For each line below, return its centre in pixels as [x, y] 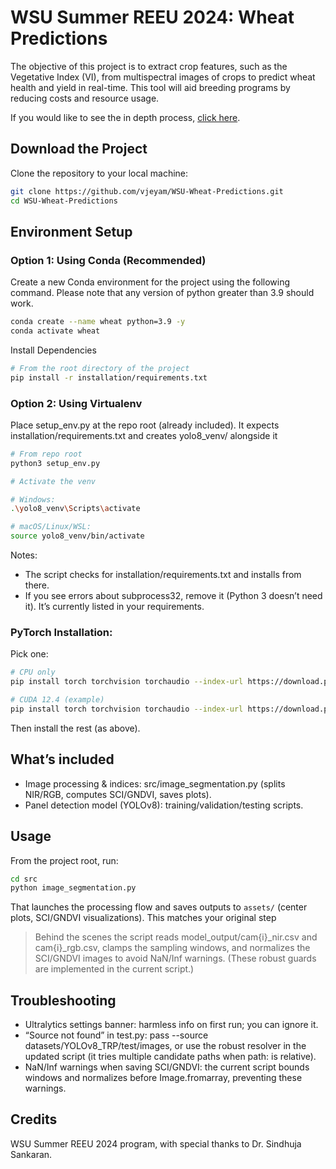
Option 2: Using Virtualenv [76, 403]
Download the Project [79, 149]
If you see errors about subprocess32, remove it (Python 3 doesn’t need [173, 596]
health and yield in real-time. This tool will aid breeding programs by [150, 87]
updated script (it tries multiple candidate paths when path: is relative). [170, 1057]
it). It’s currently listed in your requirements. [114, 607]
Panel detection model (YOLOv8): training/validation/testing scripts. [164, 805]
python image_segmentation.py [73, 888]
